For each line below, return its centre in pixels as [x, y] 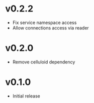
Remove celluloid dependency [44, 62]
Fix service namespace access [44, 22]
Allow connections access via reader [51, 27]
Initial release [26, 96]
